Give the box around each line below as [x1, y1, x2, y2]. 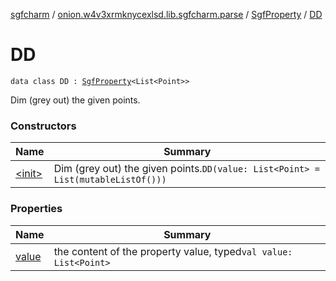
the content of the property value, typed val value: [53, 244, 293, 258]
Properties [10, 202, 63, 216]
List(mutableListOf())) [53, 174, 167, 186]
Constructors [10, 119, 77, 133]
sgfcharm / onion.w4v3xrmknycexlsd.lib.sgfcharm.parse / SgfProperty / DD [10, 9, 323, 20]
